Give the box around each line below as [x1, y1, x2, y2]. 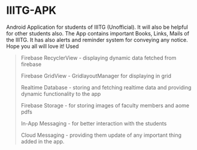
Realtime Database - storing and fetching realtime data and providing [20, 83, 192, 91]
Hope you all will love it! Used [6, 43, 79, 50]
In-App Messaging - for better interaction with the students [20, 119, 167, 127]
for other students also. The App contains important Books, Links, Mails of [6, 29, 190, 37]
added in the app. [20, 137, 65, 145]
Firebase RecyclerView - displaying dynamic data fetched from [20, 54, 177, 61]
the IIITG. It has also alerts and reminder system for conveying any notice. [6, 36, 188, 43]
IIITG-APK [6, 4, 57, 17]
